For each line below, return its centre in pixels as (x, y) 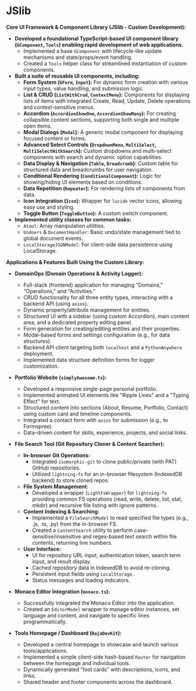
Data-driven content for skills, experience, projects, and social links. (105, 432)
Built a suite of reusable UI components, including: (77, 76)
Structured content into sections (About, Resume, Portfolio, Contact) (106, 407)
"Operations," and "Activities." (59, 291)
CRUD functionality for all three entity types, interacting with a (98, 297)
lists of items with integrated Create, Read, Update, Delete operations (107, 100)
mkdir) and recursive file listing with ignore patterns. (95, 505)
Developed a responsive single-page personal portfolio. (90, 388)
